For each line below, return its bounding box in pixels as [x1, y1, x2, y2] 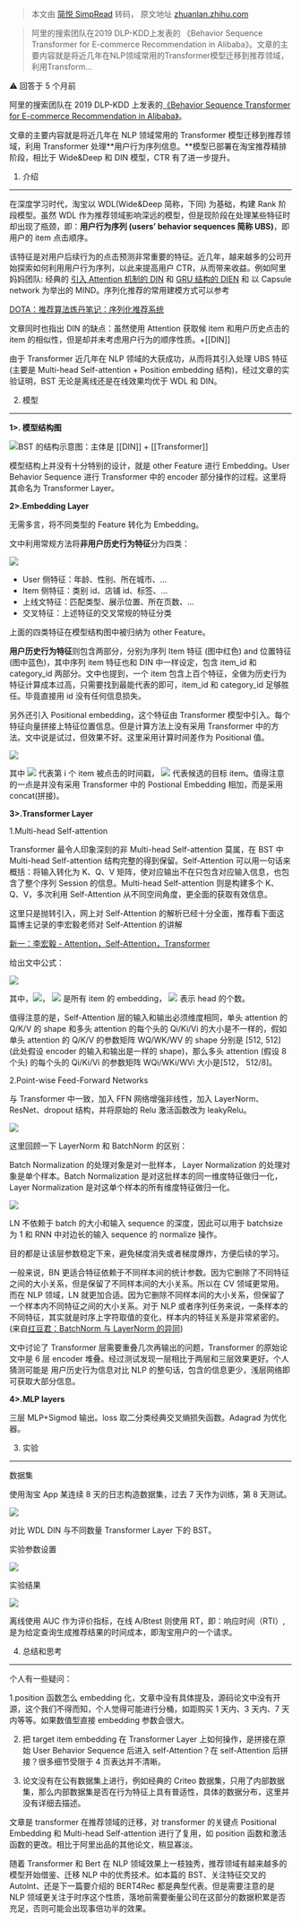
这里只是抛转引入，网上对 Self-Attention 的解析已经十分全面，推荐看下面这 [9, 908, 285, 918]
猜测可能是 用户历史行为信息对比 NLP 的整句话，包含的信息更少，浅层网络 [9, 1364, 283, 1375]
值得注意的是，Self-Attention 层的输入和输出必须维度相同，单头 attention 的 [9, 1012, 288, 1023]
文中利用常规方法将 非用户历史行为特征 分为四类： [9, 538, 190, 549]
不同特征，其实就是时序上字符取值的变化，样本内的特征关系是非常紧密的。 [9, 1312, 284, 1322]
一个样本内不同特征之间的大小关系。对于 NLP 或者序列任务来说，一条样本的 [9, 1301, 288, 1312]
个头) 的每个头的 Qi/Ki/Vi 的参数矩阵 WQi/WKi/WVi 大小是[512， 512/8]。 [9, 1057, 278, 1068]
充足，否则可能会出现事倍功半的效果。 [9, 1903, 150, 1913]
